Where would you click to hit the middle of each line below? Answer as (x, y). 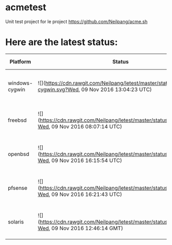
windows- (20, 83)
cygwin (17, 90)
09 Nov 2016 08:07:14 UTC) (87, 126)
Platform (20, 61)
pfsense (18, 188)
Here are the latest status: (62, 42)
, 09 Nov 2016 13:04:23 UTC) (115, 90)
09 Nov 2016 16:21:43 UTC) (87, 194)
